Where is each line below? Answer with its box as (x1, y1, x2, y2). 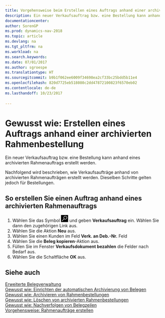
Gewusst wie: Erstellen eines (5, 118, 126, 129)
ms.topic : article (5, 34, 43, 39)
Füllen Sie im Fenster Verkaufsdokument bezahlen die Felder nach (12, 243, 149, 250)
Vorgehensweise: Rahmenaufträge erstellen (5, 307, 94, 314)
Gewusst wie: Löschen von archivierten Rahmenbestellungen (5, 297, 129, 303)
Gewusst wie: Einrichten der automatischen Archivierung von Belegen (5, 287, 146, 292)
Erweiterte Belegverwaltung (5, 281, 61, 287)
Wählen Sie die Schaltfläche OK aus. (12, 254, 86, 260)
